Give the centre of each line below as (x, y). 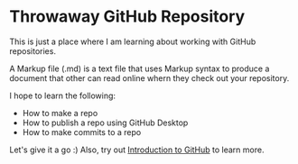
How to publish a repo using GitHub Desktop (105, 123)
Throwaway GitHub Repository (127, 17)
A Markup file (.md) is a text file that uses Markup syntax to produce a (140, 68)
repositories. (33, 50)
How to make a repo (60, 113)
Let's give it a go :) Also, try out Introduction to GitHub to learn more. (137, 150)
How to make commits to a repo (82, 132)
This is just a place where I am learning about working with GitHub (133, 41)
